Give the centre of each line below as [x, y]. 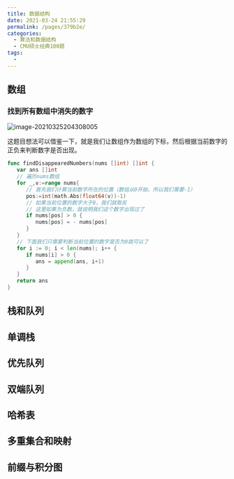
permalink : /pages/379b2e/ [46, 27]
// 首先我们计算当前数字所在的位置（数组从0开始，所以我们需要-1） [110, 189]
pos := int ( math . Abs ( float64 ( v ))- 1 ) [76, 196]
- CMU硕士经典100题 [39, 46]
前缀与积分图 [35, 467]
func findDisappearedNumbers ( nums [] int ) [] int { [81, 163]
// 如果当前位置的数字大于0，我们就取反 [76, 203]
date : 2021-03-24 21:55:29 [46, 20]
